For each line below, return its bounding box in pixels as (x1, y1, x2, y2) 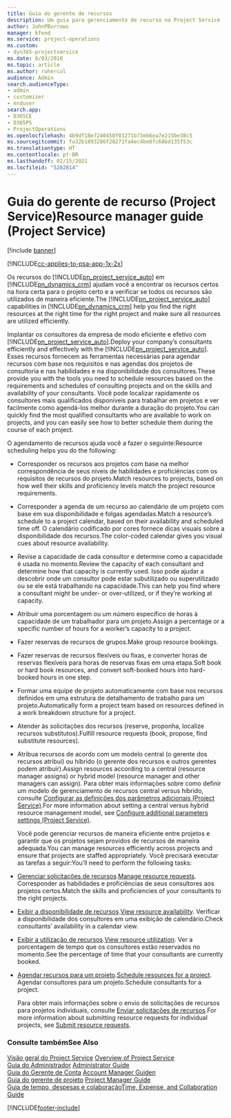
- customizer (7, 94, 45, 101)
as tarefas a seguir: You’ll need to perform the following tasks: (17, 859, 192, 867)
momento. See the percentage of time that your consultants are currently (17, 950, 223, 958)
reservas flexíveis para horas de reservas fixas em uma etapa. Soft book (17, 658, 222, 667)
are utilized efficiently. (7, 317, 70, 325)
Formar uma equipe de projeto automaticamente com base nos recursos (17, 686, 223, 694)
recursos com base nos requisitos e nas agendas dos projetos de (7, 360, 193, 368)
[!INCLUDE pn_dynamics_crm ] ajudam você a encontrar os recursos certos (7, 280, 219, 288)
